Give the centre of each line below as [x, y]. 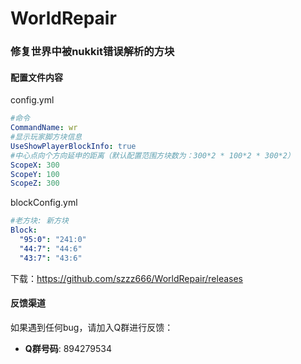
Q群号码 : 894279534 [68, 348]
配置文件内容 [36, 77]
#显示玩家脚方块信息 [46, 137]
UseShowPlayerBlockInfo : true [73, 146]
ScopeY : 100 [35, 174]
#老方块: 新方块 [39, 221]
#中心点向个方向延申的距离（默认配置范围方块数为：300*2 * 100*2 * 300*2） [152, 155]
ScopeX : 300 [35, 165]
